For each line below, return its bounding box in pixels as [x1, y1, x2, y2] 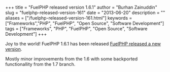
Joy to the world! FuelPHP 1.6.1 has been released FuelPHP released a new [5, 41, 161, 47]
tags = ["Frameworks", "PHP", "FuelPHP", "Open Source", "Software [5, 26, 148, 32]
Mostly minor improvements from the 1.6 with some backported [5, 56, 138, 62]
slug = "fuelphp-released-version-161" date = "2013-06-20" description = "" [5, 10, 165, 16]
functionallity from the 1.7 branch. [5, 61, 76, 67]
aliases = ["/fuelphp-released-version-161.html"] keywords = [5, 15, 132, 21]
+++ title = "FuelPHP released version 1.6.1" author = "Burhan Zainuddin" [5, 5, 157, 10]
